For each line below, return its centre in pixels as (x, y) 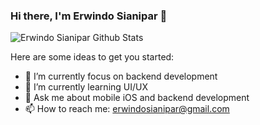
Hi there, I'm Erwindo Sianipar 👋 (89, 16)
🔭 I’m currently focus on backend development (121, 76)
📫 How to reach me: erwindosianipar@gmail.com (127, 109)
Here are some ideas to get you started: (92, 57)
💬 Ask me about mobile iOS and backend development (137, 98)
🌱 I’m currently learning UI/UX (86, 87)
